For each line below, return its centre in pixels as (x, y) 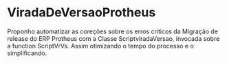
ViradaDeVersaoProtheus (82, 13)
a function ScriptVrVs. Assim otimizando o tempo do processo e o (100, 46)
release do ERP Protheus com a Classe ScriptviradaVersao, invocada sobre (113, 38)
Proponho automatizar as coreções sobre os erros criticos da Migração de (113, 31)
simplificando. (27, 53)
